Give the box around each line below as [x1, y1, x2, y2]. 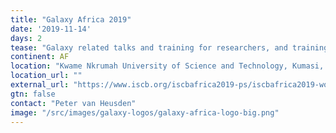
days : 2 [10, 33, 43, 43]
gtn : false [10, 89, 56, 99]
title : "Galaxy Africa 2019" [10, 14, 132, 25]
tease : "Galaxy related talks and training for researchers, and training [10, 42, 329, 53]
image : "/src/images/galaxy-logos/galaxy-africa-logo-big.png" [10, 107, 280, 118]
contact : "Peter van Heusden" [10, 98, 137, 108]
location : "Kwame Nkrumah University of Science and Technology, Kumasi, [10, 61, 325, 71]
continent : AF [10, 52, 70, 62]
